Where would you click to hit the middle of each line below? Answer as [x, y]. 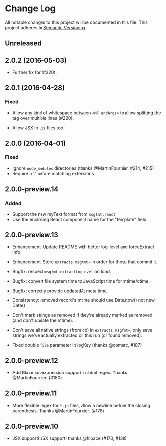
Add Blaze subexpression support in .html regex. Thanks [70, 372]
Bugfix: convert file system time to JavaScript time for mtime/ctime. [81, 281]
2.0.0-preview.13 [32, 235]
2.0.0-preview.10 [32, 426]
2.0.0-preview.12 [32, 361]
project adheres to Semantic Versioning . [46, 27]
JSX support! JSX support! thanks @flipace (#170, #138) [69, 438]
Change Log [30, 9]
